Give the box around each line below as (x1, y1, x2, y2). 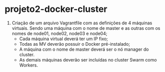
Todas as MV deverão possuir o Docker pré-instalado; (19, 41, 130, 47)
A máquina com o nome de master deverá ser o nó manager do (19, 46, 149, 52)
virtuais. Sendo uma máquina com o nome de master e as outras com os (11, 25, 161, 31)
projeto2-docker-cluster (4, 3, 107, 15)
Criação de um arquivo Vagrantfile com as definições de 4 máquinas (11, 20, 153, 26)
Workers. (19, 62, 38, 68)
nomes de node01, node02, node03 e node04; (11, 30, 107, 36)
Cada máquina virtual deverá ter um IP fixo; (19, 36, 108, 42)
